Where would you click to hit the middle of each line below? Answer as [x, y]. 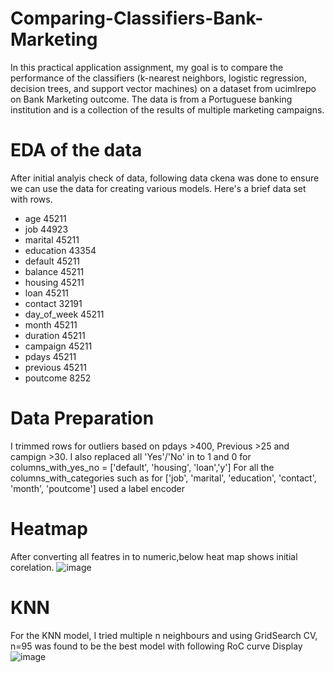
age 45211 [45, 218]
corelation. [32, 567]
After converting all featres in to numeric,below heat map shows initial [154, 556]
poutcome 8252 [58, 378]
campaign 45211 [58, 346]
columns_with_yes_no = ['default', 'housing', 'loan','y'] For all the [142, 467]
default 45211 [52, 261]
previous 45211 [55, 367]
